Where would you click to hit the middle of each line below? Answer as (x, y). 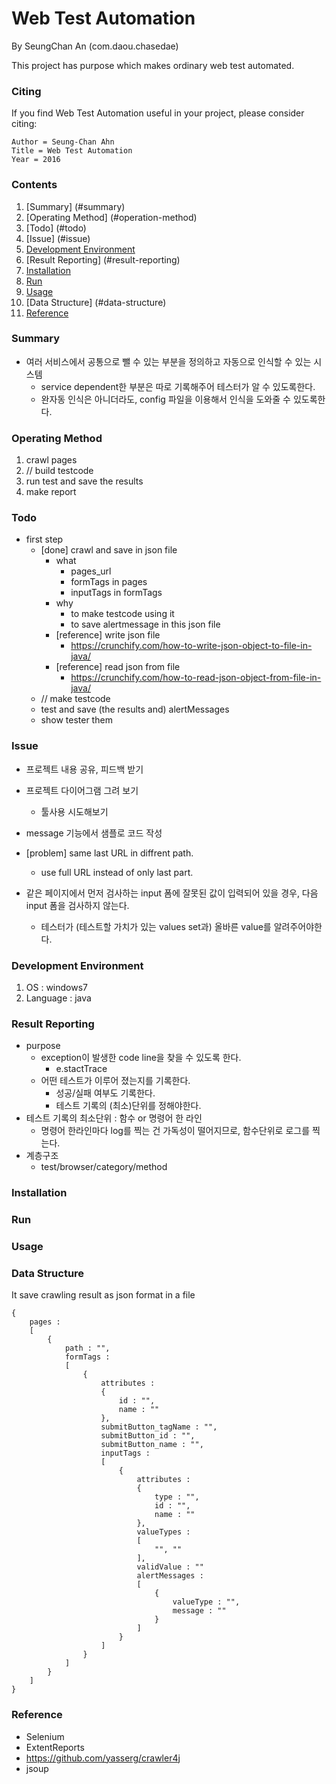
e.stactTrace (81, 1069)
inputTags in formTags (116, 593)
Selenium (45, 1736)
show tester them (76, 720)
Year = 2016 (36, 160)
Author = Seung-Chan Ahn (63, 142)
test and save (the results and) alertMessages (135, 709)
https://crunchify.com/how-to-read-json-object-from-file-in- (196, 678)
